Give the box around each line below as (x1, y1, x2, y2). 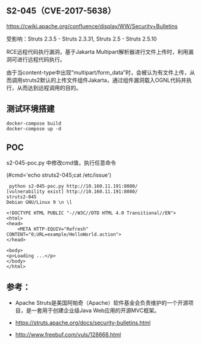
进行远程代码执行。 (16, 56, 65, 63)
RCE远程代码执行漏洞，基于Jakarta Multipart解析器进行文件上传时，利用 (6, 48, 189, 55)
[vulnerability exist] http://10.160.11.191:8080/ (6, 189, 138, 195)
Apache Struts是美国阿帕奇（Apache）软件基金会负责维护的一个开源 (15, 299, 189, 307)
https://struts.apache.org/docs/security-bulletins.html (15, 319, 151, 326)
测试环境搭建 (6, 103, 55, 114)
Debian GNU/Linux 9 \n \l (6, 200, 72, 206)
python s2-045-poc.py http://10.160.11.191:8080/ (9, 183, 138, 190)
